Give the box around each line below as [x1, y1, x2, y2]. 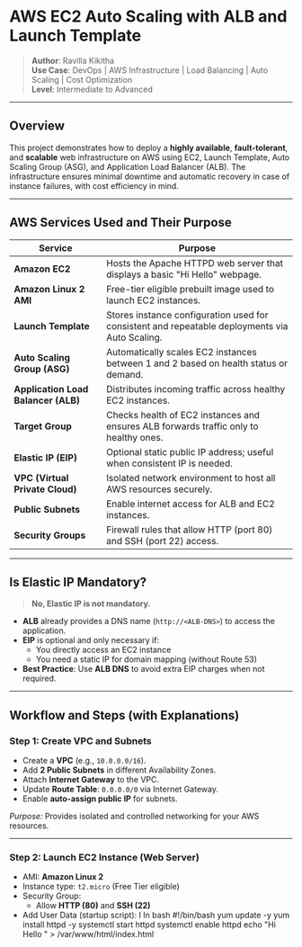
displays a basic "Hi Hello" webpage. [106, 268, 262, 281]
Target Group [13, 420, 72, 433]
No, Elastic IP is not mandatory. [31, 598, 151, 609]
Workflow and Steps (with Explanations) [9, 708, 240, 723]
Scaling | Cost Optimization [31, 74, 133, 85]
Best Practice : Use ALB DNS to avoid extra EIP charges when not [22, 664, 265, 675]
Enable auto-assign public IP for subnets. [22, 793, 178, 804]
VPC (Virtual [13, 471, 69, 484]
